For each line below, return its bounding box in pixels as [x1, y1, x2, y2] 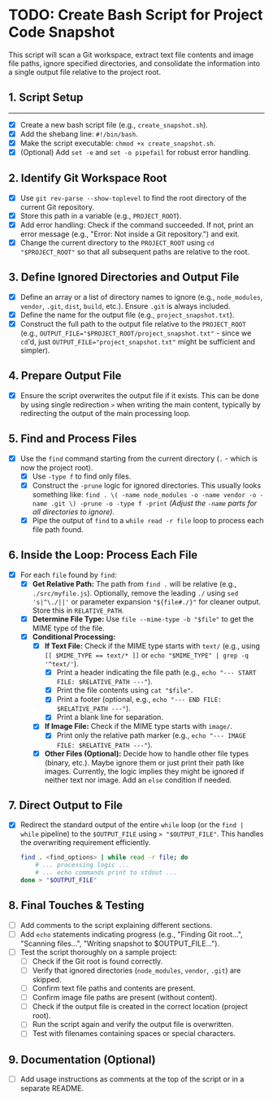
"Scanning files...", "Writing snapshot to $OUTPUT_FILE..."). [19, 938, 220, 948]
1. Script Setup [8, 91, 84, 105]
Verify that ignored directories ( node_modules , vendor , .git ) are [32, 965, 241, 975]
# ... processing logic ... [35, 861, 130, 869]
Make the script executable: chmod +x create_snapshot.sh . [19, 138, 216, 148]
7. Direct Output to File [8, 798, 123, 812]
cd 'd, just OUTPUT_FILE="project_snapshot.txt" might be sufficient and [19, 337, 256, 347]
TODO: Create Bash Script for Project [8, 6, 263, 24]
